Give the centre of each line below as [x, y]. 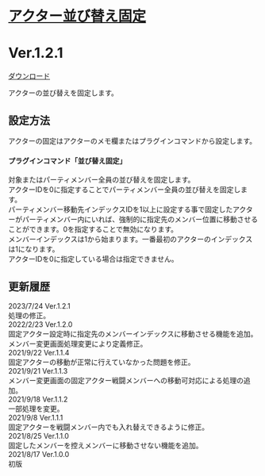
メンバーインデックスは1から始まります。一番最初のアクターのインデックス [131, 240]
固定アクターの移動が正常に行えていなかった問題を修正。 [102, 362]
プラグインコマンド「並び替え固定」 [67, 160]
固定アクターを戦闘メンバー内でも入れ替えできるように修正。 [109, 427]
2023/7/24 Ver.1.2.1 [39, 305]
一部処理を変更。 [36, 409]
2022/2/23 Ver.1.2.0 [40, 324]
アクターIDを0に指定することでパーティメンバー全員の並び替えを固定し [125, 190]
